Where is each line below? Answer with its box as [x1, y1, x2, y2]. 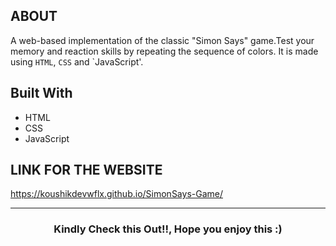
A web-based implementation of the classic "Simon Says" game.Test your [10, 34, 315, 46]
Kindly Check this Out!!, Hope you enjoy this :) [53, 222, 283, 236]
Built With [10, 85, 73, 102]
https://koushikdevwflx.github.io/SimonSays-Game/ [10, 188, 223, 200]
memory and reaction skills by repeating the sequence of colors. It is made [10, 45, 319, 57]
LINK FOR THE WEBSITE [10, 162, 163, 179]
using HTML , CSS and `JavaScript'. [10, 55, 144, 68]
